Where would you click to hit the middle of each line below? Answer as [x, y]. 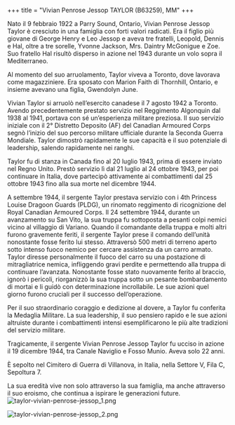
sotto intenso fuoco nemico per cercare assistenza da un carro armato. [110, 249]
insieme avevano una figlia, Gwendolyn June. [73, 89]
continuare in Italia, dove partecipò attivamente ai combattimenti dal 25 [110, 176]
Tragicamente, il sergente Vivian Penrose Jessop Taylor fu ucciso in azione [116, 344]
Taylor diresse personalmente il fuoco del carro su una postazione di [106, 257]
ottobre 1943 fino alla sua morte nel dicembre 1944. [82, 184]
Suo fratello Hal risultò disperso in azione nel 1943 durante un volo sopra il [115, 53]
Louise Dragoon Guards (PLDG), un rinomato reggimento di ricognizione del [117, 205]
